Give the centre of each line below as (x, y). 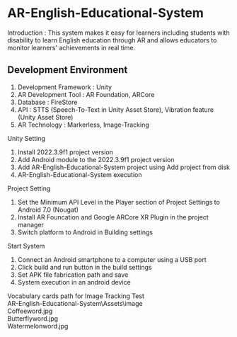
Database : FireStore (47, 102)
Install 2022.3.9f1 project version (65, 152)
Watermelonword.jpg (38, 326)
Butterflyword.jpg (33, 318)
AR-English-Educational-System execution (80, 174)
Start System (26, 246)
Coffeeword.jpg (30, 311)
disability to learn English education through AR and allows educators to (112, 40)
